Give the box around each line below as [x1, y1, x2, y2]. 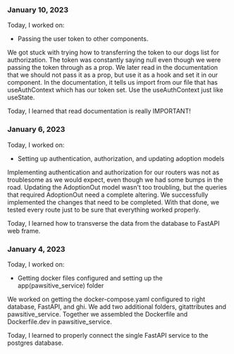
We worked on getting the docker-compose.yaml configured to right [7, 295, 206, 303]
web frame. [7, 226, 41, 235]
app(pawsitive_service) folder [17, 281, 104, 290]
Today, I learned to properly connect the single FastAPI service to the [7, 331, 209, 339]
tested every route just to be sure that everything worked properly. [7, 205, 201, 214]
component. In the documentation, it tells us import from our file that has [7, 78, 218, 87]
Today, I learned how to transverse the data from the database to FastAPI [7, 219, 220, 227]
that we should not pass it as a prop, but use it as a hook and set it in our [7, 71, 218, 79]
